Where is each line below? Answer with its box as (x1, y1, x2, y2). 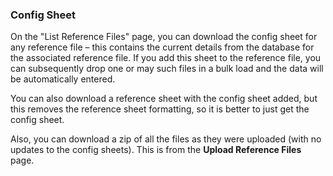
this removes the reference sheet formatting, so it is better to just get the (10, 103, 310, 115)
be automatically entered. (10, 73, 116, 85)
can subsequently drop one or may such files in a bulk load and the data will (10, 63, 324, 75)
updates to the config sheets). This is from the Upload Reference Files (10, 144, 302, 156)
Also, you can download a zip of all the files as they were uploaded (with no (10, 133, 322, 145)
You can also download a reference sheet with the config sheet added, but (10, 93, 318, 105)
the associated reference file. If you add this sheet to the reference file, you (10, 52, 322, 64)
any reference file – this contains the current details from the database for (10, 41, 315, 53)
